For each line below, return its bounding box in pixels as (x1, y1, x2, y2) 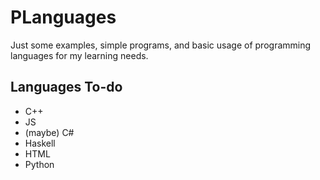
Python (24, 158, 55, 170)
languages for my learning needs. (10, 49, 149, 61)
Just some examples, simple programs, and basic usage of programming (10, 39, 312, 51)
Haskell (24, 137, 56, 149)
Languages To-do (10, 79, 123, 96)
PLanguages (10, 6, 117, 29)
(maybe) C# (24, 126, 75, 138)
